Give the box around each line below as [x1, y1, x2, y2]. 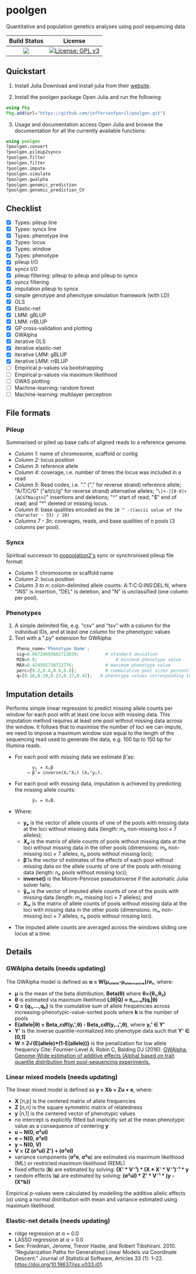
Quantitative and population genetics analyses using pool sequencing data [6, 23, 185, 30]
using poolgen [6, 138, 41, 144]
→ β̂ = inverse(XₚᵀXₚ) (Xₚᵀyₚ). [27, 770, 103, 776]
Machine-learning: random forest [14, 384, 94, 391]
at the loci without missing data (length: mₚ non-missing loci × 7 [23, 826, 177, 833]
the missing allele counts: [14, 787, 76, 794]
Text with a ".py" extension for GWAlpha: [14, 634, 113, 641]
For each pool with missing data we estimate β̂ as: [14, 753, 135, 761]
